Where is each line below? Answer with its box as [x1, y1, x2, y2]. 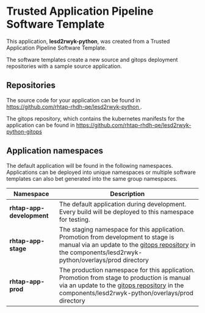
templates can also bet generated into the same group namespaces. [6, 175, 178, 182]
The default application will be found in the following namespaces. [6, 162, 173, 169]
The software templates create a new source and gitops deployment [6, 56, 178, 63]
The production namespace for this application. [59, 265, 195, 274]
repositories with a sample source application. [6, 62, 122, 70]
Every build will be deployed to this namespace [59, 207, 194, 216]
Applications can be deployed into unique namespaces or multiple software [6, 168, 196, 176]
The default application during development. [59, 200, 187, 208]
